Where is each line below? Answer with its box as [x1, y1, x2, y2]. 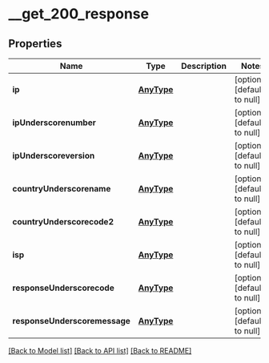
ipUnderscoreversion [12, 150, 95, 161]
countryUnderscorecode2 [12, 216, 114, 227]
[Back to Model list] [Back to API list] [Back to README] [8, 346, 192, 355]
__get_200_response [8, 5, 150, 23]
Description [181, 61, 227, 71]
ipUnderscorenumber [12, 117, 96, 128]
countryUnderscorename [12, 184, 111, 194]
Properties [8, 37, 62, 50]
